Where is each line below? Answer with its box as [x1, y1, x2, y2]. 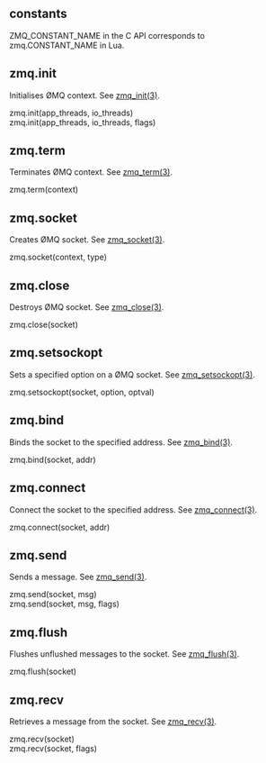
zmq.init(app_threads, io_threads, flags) [9, 116, 156, 128]
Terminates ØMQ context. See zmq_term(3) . [9, 167, 173, 177]
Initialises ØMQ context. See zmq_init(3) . [9, 89, 160, 101]
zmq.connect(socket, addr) [9, 522, 111, 532]
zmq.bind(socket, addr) [9, 454, 96, 465]
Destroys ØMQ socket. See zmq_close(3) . [9, 302, 164, 313]
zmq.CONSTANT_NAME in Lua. [9, 40, 125, 50]
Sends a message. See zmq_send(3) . [9, 571, 147, 583]
